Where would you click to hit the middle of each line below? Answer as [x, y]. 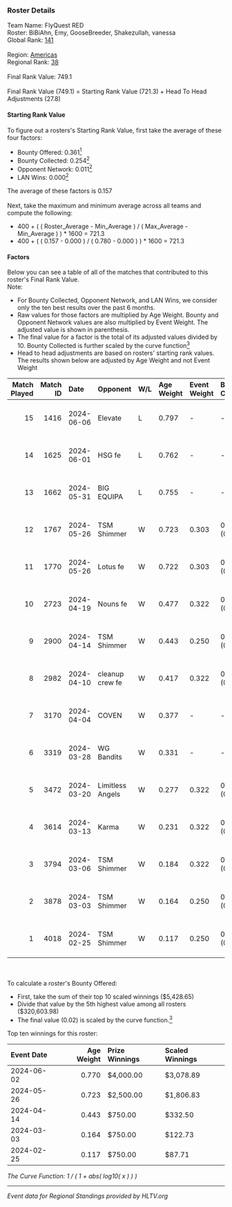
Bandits [110, 757]
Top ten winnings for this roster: [52, 1033]
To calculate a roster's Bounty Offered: [62, 983]
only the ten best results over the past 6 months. [86, 308]
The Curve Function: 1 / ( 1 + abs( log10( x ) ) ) [72, 1176]
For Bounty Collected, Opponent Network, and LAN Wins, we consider [117, 300]
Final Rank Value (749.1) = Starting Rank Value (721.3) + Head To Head [107, 91]
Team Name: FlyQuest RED [46, 26]
